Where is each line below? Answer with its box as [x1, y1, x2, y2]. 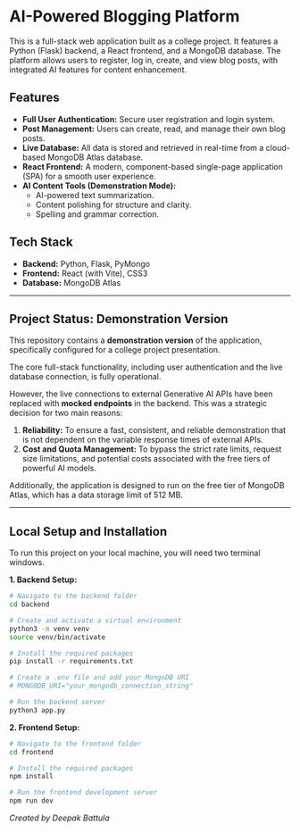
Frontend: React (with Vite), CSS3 [21, 268, 148, 279]
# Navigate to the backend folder [9, 592, 138, 601]
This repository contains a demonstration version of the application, [9, 335, 262, 345]
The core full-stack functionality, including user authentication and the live [9, 362, 283, 372]
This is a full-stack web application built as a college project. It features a [9, 36, 279, 46]
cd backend [9, 600, 50, 609]
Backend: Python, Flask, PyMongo [21, 258, 150, 269]
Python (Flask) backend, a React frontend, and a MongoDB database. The [9, 45, 281, 55]
